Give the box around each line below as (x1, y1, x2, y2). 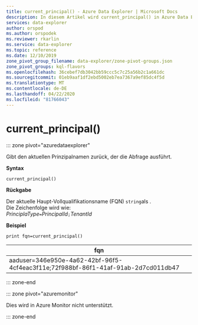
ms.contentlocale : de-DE (6, 86, 67, 92)
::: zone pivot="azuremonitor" (6, 290, 78, 297)
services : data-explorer (6, 19, 67, 25)
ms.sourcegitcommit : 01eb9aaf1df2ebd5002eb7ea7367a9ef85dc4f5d (6, 74, 165, 80)
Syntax (6, 164, 24, 171)
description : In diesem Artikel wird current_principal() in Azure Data (6, 14, 189, 20)
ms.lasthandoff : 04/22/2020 (6, 91, 75, 97)
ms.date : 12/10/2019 (6, 53, 57, 58)
